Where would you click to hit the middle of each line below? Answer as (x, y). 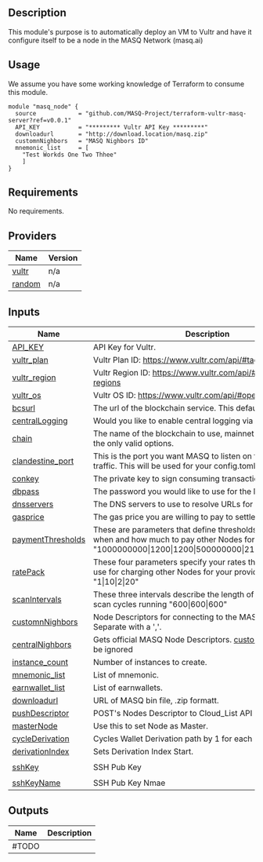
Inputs (24, 312)
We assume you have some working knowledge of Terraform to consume (126, 84)
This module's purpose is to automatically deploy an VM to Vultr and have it (130, 31)
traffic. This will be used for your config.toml (174, 466)
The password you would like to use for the (172, 491)
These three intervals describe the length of (173, 594)
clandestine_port (43, 461)
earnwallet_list (38, 688)
